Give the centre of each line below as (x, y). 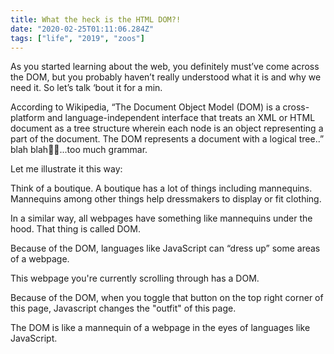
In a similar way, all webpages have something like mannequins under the (161, 218)
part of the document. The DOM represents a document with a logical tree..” (167, 139)
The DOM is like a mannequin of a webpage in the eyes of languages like (160, 328)
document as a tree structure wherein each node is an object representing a (167, 128)
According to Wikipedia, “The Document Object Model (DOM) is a (145, 107)
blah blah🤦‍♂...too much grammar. (79, 150)
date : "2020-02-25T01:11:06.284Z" (82, 29)
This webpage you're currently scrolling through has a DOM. (135, 278)
